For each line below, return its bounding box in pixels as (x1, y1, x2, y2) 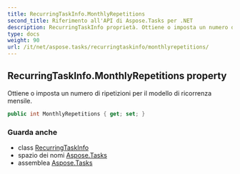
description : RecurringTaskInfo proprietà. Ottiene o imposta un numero (7, 24, 229, 31)
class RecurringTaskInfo (17, 143, 89, 152)
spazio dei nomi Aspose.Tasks (17, 150, 107, 159)
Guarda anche (7, 127, 58, 137)
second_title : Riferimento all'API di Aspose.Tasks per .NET (7, 17, 194, 24)
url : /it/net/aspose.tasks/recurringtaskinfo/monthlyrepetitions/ (7, 43, 209, 51)
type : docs (7, 30, 40, 38)
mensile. (7, 96, 33, 105)
